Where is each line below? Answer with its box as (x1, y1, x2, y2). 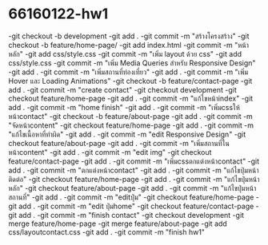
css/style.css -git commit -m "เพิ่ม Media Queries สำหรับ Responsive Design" (8, 57, 256, 68)
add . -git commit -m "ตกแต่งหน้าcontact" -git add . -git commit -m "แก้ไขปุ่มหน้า (8, 165, 259, 175)
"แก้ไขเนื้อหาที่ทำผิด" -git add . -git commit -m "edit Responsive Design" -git (8, 129, 246, 139)
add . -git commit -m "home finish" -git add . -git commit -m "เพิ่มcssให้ (8, 102, 240, 112)
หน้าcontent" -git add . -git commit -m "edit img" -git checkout (8, 147, 212, 156)
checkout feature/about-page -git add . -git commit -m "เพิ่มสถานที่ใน (8, 138, 230, 148)
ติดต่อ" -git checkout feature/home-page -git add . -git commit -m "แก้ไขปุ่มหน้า (8, 174, 260, 184)
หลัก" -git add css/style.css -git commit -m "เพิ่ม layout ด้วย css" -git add (8, 49, 242, 58)
